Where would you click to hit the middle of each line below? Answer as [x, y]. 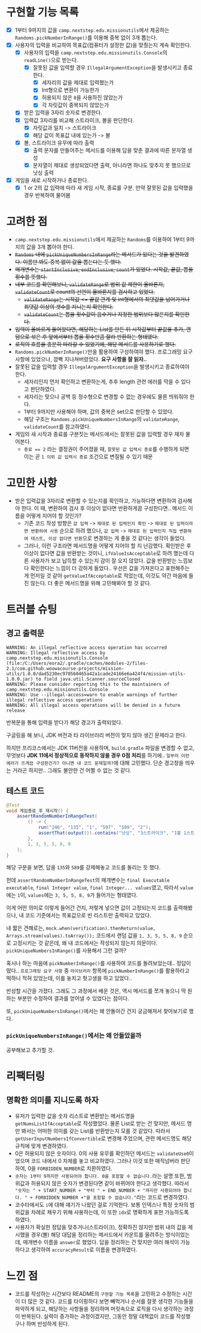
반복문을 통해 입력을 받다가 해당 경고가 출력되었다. [65, 722]
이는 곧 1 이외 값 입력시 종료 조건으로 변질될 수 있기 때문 [88, 457]
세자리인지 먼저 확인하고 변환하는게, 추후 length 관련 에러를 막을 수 [102, 382]
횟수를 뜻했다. [31, 277]
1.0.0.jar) [20, 679]
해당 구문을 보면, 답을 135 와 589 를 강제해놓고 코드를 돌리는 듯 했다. [83, 867]
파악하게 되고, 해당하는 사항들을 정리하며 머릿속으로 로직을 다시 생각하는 [99, 1308]
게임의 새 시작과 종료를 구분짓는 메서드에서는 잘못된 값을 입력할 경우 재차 [99, 434]
